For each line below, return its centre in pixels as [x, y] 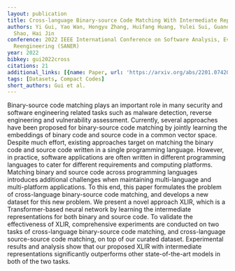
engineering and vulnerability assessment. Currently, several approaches [113, 120]
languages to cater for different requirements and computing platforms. [110, 165]
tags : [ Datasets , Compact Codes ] [56, 79]
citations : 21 [28, 66]
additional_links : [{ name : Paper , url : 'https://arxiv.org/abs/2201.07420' [120, 72]
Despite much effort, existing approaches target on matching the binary [111, 143]
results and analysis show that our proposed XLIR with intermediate [105, 246]
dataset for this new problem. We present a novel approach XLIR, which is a [116, 202]
